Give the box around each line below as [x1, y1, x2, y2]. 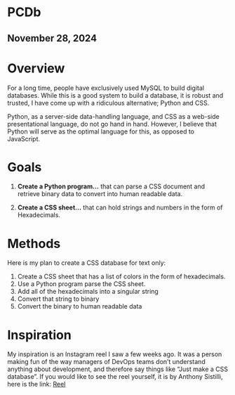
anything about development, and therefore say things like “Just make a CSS [7, 365, 229, 373]
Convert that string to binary [17, 294, 100, 303]
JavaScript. [7, 134, 41, 143]
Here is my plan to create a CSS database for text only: [7, 259, 166, 267]
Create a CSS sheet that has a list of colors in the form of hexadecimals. [17, 272, 226, 281]
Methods [7, 235, 61, 252]
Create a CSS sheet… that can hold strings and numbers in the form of [17, 203, 223, 212]
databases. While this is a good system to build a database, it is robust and [7, 91, 224, 99]
